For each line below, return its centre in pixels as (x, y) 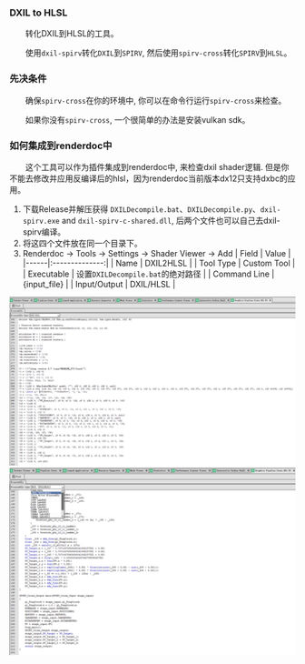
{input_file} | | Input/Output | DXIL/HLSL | (99, 284)
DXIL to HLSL (39, 13)
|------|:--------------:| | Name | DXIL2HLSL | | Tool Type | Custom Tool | (159, 263)
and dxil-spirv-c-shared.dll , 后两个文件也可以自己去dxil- (171, 220)
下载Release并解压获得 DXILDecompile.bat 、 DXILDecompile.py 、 (142, 209)
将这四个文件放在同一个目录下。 (82, 243)
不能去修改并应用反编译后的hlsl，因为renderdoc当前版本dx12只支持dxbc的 (148, 178)
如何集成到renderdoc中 (61, 146)
